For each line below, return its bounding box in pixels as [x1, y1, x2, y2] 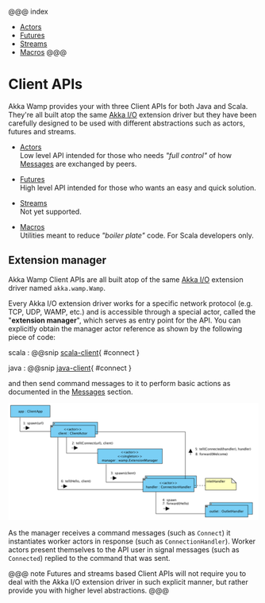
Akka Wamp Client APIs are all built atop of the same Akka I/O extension [8, 274, 244, 284]
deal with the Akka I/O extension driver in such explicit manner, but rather [8, 578, 248, 586]
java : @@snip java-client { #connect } [8, 363, 132, 373]
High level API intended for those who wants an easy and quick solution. [19, 183, 256, 192]
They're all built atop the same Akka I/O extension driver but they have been [8, 110, 257, 119]
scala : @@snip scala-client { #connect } [8, 347, 140, 357]
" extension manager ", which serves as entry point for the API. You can [8, 315, 241, 325]
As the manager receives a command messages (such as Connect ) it [8, 528, 231, 537]
